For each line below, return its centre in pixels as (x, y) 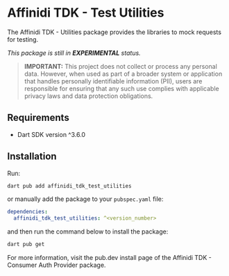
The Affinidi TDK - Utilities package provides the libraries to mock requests (114, 32)
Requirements (38, 118)
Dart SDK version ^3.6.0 (51, 134)
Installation (32, 157)
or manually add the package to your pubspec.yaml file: (85, 199)
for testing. (23, 39)
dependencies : (28, 212)
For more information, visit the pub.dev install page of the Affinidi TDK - (109, 258)
